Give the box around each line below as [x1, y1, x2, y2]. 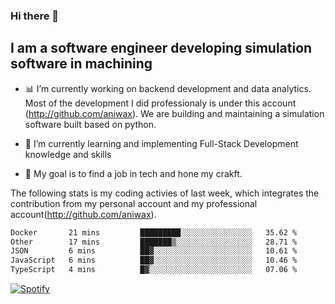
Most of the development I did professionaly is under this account [24, 97, 297, 109]
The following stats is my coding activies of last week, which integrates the [10, 187, 320, 199]
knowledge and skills [24, 148, 112, 160]
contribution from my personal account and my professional [10, 197, 258, 209]
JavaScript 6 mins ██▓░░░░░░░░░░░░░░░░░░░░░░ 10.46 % [10, 255, 298, 266]
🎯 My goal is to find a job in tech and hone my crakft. [24, 167, 243, 179]
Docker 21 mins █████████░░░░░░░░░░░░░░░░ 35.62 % [10, 227, 298, 238]
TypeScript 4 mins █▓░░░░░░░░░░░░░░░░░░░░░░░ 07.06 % [10, 265, 298, 275]
